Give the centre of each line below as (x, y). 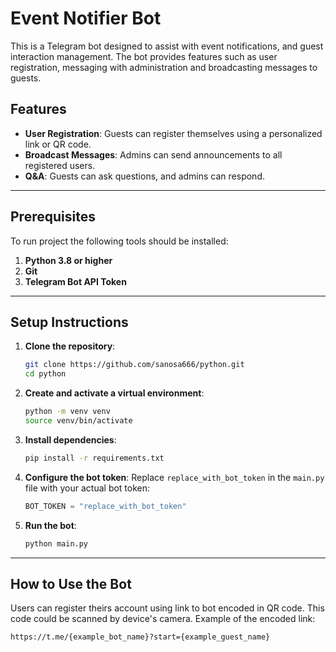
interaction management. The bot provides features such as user (144, 56)
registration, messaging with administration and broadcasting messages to (164, 67)
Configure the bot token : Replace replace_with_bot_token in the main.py (174, 477)
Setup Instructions (69, 322)
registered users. (60, 165)
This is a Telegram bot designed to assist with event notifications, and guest (167, 46)
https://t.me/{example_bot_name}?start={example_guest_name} (140, 637)
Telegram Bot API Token (75, 281)
